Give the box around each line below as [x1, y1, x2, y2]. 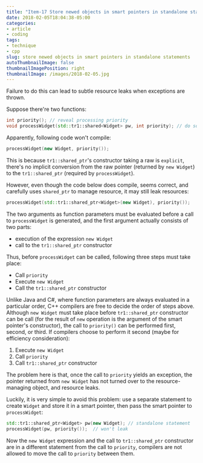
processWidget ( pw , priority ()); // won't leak [6, 425, 129, 432]
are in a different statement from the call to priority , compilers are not [6, 443, 182, 450]
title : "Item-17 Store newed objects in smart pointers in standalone [6, 8, 188, 15]
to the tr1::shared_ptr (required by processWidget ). [6, 169, 135, 176]
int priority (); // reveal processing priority [6, 118, 129, 124]
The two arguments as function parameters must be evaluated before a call [6, 210, 194, 218]
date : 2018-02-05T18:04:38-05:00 [6, 15, 91, 21]
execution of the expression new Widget [14, 235, 114, 242]
